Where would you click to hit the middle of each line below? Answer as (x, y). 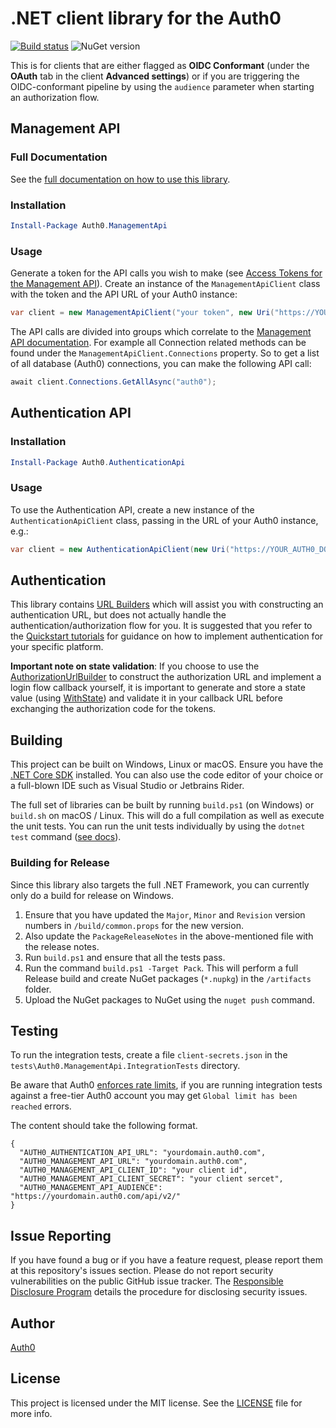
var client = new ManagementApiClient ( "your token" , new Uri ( (142, 313)
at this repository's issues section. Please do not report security (142, 1271)
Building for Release (60, 863)
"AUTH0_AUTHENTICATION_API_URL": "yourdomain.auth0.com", (143, 1153)
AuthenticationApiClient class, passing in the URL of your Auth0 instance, (164, 520)
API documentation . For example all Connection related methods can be (158, 342)
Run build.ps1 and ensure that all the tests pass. (125, 957)
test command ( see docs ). (66, 837)
